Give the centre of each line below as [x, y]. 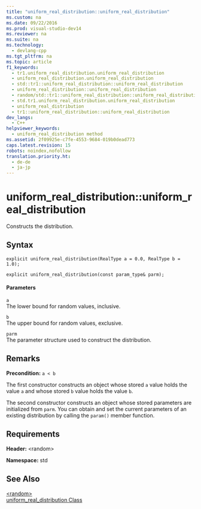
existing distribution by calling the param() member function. [80, 415]
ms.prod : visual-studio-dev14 [44, 28]
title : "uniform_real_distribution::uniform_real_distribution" [88, 12]
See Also [23, 479]
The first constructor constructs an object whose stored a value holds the [97, 385]
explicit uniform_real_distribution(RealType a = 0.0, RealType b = [93, 259]
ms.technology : [25, 45]
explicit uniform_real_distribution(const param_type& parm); [85, 275]
